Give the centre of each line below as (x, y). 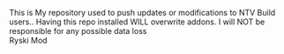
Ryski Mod (28, 40)
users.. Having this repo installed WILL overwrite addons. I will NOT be (137, 22)
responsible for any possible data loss (78, 31)
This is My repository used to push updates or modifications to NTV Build (142, 13)
